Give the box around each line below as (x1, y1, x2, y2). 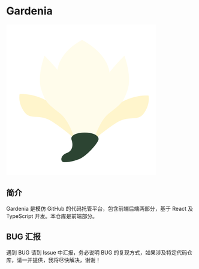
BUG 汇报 (6, 232, 41, 242)
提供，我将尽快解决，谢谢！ (32, 256, 101, 264)
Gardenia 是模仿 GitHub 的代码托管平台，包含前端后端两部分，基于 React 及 (6, 205, 194, 212)
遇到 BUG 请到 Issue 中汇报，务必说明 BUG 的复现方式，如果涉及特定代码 (6, 249, 188, 256)
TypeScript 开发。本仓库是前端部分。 (6, 212, 98, 220)
